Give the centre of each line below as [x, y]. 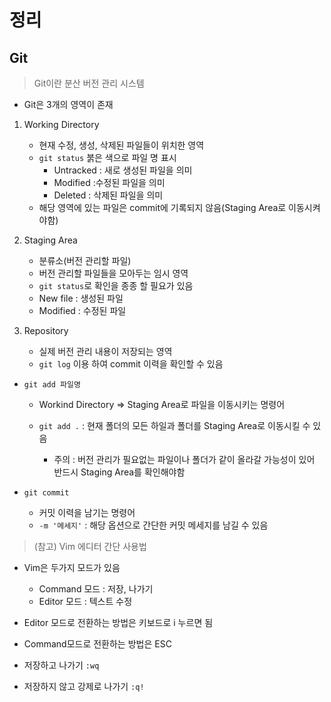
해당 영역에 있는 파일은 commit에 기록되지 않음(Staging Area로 [162, 207]
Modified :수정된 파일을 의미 [109, 182]
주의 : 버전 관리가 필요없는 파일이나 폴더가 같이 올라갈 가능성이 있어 [184, 459]
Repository [46, 330]
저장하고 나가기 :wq [61, 665]
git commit [46, 493]
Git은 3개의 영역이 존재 [68, 104]
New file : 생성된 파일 [81, 298]
